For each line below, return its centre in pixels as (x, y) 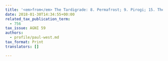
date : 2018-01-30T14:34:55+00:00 (40, 14)
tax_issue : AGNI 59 (25, 28)
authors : (14, 33)
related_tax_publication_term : (38, 19)
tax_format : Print (24, 42)
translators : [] (22, 47)
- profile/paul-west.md (34, 38)
